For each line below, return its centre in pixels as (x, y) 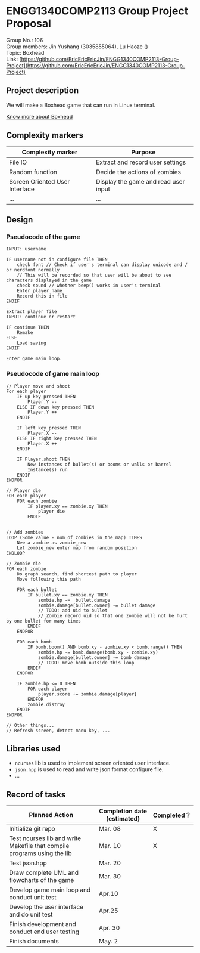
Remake (25, 333)
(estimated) (123, 819)
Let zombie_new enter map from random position (77, 548)
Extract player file (32, 312)
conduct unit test (33, 898)
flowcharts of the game (42, 880)
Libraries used (33, 749)
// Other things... (30, 725)
